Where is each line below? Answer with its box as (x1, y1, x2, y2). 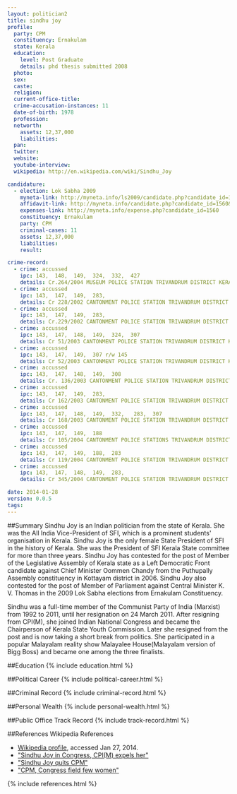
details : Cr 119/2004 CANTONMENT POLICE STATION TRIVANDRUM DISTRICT (20, 456, 229, 463)
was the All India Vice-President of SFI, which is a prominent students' (7, 528, 212, 537)
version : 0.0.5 (7, 495, 52, 502)
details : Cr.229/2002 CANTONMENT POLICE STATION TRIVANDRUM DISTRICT (20, 319, 229, 326)
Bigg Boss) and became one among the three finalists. (7, 647, 165, 656)
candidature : (7, 181, 46, 188)
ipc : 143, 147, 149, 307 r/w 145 (20, 351, 128, 358)
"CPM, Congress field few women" (17, 766, 120, 774)
